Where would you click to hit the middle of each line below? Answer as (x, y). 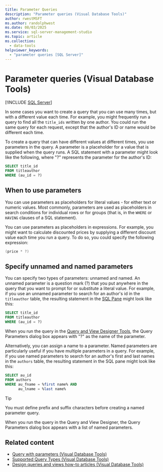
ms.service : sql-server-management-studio (49, 32)
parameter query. (22, 413)
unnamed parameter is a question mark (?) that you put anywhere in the (77, 283)
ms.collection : (20, 41)
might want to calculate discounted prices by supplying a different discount (81, 232)
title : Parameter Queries (31, 9)
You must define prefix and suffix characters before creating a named (75, 407)
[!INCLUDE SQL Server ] (29, 102)
